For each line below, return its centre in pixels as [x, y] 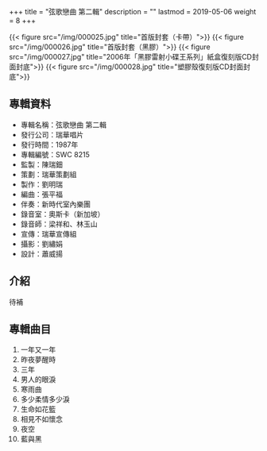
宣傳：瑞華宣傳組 [48, 233]
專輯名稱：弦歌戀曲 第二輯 [63, 125]
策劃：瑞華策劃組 [48, 174]
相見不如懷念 [41, 419]
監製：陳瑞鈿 [41, 164]
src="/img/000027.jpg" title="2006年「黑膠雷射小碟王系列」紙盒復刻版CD [131, 57]
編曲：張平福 [41, 194]
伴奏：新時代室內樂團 [55, 204]
